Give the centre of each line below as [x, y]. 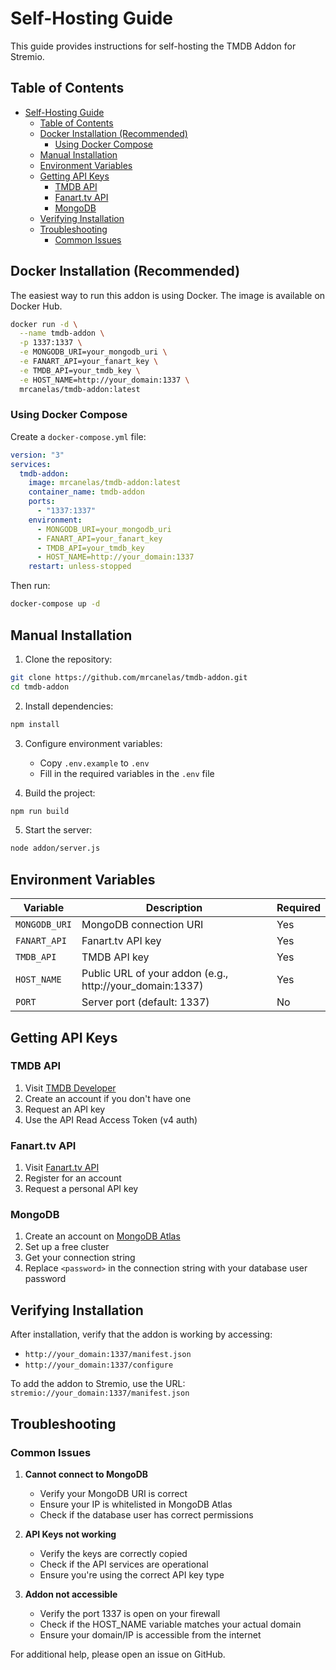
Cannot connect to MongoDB [86, 1474]
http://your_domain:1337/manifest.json [108, 1355]
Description [174, 908]
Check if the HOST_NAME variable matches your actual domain [170, 1624]
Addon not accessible [71, 1594]
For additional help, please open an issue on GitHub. [118, 1654]
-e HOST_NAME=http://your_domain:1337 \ [104, 380]
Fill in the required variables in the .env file [127, 773]
